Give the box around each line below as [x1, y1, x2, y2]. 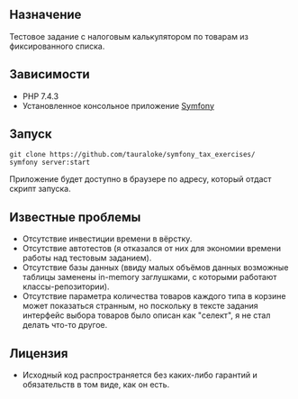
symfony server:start [9, 158, 91, 168]
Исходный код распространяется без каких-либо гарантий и [22, 369, 258, 381]
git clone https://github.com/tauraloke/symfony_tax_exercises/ [9, 150, 256, 159]
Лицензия [9, 346, 68, 361]
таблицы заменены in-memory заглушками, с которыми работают [22, 272, 277, 283]
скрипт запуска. [9, 184, 72, 195]
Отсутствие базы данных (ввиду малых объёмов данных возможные [22, 262, 289, 273]
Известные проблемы [9, 209, 141, 224]
